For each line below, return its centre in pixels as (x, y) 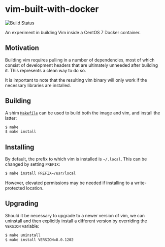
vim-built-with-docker (52, 9)
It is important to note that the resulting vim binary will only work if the (76, 80)
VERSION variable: (22, 226)
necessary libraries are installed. (38, 85)
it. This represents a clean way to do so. (46, 70)
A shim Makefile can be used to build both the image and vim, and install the (83, 113)
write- (140, 183)
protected (15, 188)
